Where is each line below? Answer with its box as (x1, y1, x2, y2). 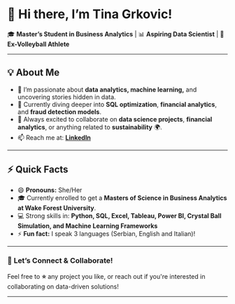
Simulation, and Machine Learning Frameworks (17, 222, 158, 230)
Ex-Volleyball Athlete (7, 40, 70, 48)
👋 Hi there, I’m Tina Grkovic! (7, 6, 173, 22)
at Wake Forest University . (17, 203, 97, 212)
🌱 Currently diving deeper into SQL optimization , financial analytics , (17, 100, 217, 108)
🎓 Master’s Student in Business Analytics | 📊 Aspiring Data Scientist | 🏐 (7, 29, 225, 38)
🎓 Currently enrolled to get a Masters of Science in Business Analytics (17, 194, 227, 202)
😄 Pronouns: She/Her (17, 185, 83, 194)
